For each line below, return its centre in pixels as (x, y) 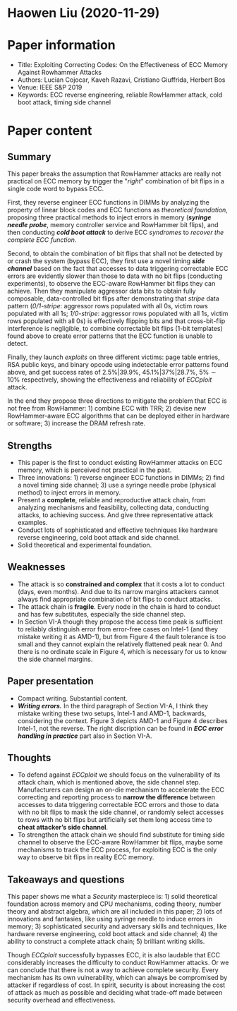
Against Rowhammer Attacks (60, 73)
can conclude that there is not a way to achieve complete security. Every (113, 970)
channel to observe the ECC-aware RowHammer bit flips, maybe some (120, 842)
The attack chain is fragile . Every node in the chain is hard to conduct (119, 606)
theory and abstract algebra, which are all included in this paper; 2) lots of (115, 912)
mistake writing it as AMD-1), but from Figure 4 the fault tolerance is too (122, 636)
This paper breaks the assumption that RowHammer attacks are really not (114, 174)
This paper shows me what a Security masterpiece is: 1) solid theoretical (113, 897)
